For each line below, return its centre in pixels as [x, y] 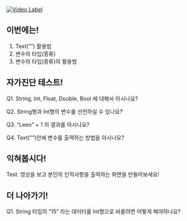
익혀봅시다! [26, 159]
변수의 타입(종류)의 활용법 [46, 61]
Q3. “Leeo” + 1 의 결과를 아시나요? [48, 124]
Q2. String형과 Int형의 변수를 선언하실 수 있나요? [65, 111]
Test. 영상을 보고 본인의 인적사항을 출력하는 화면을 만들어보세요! [83, 174]
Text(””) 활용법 [33, 46]
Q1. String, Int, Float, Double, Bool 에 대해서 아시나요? [72, 99]
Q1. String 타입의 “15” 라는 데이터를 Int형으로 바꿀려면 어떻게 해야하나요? [93, 212]
